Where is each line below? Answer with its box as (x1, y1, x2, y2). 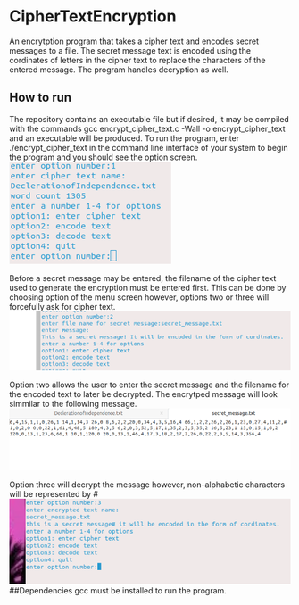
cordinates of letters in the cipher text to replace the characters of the (9, 54, 266, 65)
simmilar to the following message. (9, 399, 137, 410)
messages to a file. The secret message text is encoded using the (9, 45, 252, 55)
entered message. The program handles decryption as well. (9, 64, 229, 75)
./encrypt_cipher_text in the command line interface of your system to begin (9, 142, 288, 153)
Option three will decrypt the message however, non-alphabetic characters (9, 479, 286, 490)
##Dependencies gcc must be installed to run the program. (9, 584, 228, 595)
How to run (9, 90, 72, 105)
